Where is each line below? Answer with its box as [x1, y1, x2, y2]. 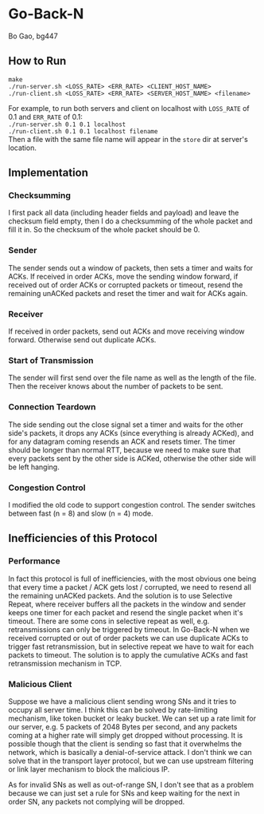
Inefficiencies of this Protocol [8, 531, 157, 545]
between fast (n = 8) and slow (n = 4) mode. [8, 508, 153, 518]
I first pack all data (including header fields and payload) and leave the [8, 208, 239, 218]
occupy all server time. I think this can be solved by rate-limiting [8, 705, 219, 714]
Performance [8, 555, 61, 567]
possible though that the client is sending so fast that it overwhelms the [8, 739, 243, 749]
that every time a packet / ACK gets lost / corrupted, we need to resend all [8, 582, 252, 591]
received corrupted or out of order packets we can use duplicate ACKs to [8, 633, 249, 642]
